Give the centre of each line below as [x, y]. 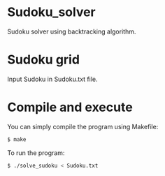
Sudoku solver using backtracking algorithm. [72, 31]
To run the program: [36, 153]
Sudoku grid [44, 60]
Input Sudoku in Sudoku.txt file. [52, 79]
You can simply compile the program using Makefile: [83, 126]
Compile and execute [70, 107]
